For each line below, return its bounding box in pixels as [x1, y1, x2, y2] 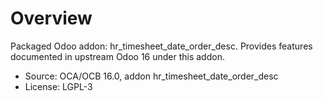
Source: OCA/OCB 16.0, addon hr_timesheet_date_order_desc [24, 70, 279, 82]
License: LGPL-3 [24, 80, 93, 92]
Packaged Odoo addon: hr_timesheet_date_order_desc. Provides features [10, 40, 313, 52]
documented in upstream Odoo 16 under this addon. [10, 50, 225, 62]
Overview [10, 7, 93, 30]
